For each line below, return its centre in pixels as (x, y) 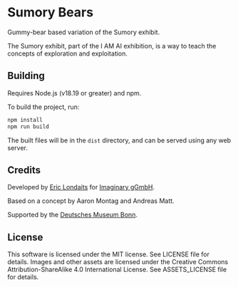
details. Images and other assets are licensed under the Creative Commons (118, 262)
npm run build (29, 126)
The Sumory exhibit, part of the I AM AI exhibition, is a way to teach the (112, 46)
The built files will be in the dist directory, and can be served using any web (119, 140)
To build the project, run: (43, 107)
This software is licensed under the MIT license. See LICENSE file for (109, 254)
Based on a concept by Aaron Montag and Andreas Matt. (91, 201)
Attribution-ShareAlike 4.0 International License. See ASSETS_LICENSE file (117, 270)
